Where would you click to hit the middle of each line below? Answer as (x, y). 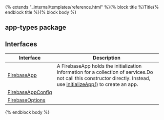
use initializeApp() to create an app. (97, 84)
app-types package (36, 28)
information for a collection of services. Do (105, 72)
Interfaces (21, 44)
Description (106, 58)
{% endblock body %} (27, 112)
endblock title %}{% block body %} (41, 12)
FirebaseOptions (26, 100)
